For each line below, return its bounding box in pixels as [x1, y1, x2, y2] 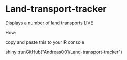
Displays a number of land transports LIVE [5, 20, 94, 26]
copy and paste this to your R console [5, 39, 85, 45]
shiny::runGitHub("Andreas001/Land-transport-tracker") [5, 49, 123, 55]
